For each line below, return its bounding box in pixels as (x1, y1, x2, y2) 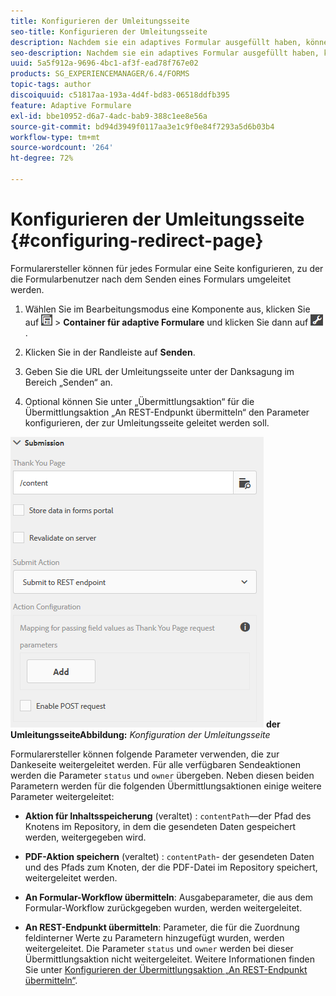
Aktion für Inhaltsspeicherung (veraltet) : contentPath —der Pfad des (24, 810, 312, 822)
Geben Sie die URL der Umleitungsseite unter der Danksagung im (24, 365, 295, 377)
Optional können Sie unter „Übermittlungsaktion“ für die (24, 395, 255, 407)
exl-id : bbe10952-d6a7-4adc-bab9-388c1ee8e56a (10, 111, 208, 121)
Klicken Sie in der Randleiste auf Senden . (24, 346, 196, 358)
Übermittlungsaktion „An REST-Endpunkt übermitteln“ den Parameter (24, 406, 310, 418)
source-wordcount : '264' (10, 143, 114, 153)
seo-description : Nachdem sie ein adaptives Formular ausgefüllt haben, (10, 48, 320, 58)
